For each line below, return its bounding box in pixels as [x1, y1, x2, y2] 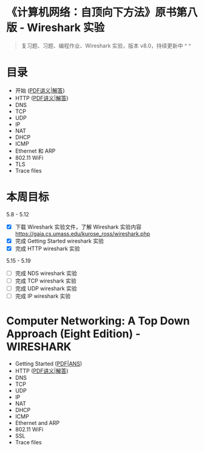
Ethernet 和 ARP [15, 147, 56, 154]
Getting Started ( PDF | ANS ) [15, 360, 83, 368]
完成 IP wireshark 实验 [15, 292, 71, 300]
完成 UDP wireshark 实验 [15, 285, 77, 292]
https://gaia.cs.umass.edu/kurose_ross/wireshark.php [15, 230, 151, 237]
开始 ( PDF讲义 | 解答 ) [15, 86, 65, 94]
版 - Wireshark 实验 [6, 21, 105, 35]
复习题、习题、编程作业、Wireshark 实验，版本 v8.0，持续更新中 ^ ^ [21, 42, 191, 49]
